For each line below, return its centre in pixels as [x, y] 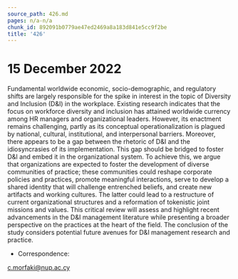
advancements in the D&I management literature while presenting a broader [118, 217]
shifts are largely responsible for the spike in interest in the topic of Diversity [119, 96]
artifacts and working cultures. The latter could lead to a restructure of [111, 195]
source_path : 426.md [38, 14]
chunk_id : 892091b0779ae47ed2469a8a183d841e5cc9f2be [87, 27]
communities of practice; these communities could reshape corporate [110, 172]
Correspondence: [43, 254]
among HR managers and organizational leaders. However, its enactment [114, 119]
